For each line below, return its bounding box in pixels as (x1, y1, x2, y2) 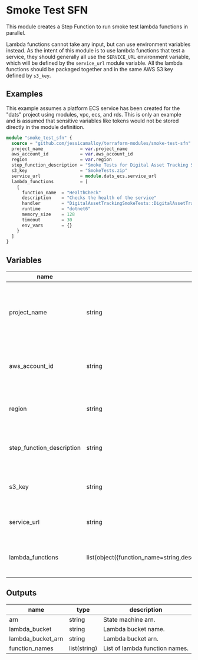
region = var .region (11, 157, 112, 162)
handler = (21, 201, 65, 207)
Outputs (6, 588, 37, 598)
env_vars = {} (21, 222, 72, 228)
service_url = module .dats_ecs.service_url (11, 173, 157, 179)
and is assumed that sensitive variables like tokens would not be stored (6, 117, 179, 124)
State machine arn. (103, 615, 156, 623)
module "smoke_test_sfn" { (6, 135, 72, 141)
